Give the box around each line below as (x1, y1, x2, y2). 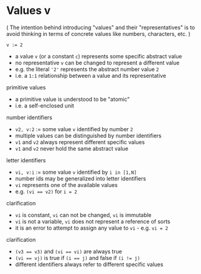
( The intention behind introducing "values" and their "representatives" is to (6, 24, 196, 31)
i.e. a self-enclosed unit (15, 101, 75, 109)
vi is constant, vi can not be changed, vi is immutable (15, 211, 152, 219)
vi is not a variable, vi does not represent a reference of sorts (15, 217, 171, 225)
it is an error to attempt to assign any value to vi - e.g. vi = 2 (15, 224, 168, 231)
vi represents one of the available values (15, 181, 118, 188)
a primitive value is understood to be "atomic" (15, 95, 130, 103)
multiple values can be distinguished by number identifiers (15, 132, 162, 139)
